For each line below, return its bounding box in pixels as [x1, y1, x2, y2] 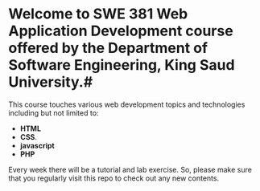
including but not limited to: [8, 108, 99, 117]
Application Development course [8, 22, 233, 40]
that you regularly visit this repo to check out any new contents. [8, 173, 220, 183]
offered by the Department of [8, 39, 208, 57]
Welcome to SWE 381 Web [8, 5, 188, 23]
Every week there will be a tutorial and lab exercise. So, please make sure [8, 165, 252, 174]
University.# [8, 73, 93, 91]
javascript [19, 140, 55, 150]
